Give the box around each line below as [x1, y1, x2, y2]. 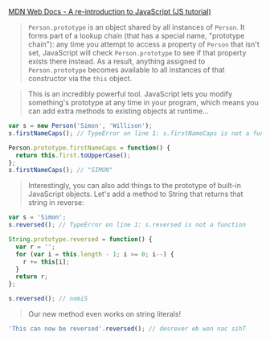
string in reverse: [27, 198, 84, 207]
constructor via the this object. [27, 74, 133, 83]
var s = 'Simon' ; [8, 213, 67, 222]
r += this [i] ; [22, 257, 70, 266]
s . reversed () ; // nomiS [8, 295, 88, 303]
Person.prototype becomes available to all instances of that [27, 65, 225, 75]
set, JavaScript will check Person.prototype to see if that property [27, 48, 247, 57]
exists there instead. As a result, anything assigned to [27, 56, 206, 66]
